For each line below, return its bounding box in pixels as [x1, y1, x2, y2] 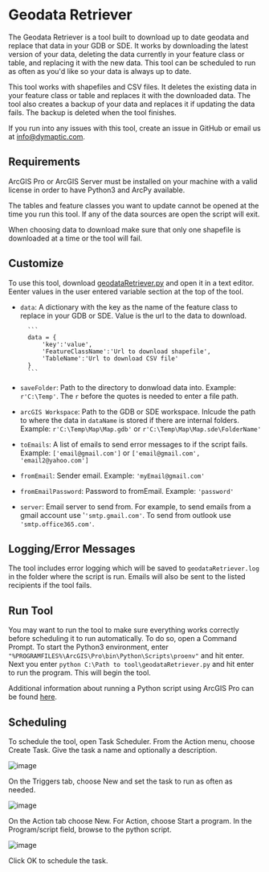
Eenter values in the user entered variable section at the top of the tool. [8, 286, 244, 296]
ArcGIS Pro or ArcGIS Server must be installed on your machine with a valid [8, 176, 258, 186]
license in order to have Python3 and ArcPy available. [8, 185, 185, 195]
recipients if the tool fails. [8, 581, 92, 590]
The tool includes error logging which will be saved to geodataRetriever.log [8, 563, 259, 573]
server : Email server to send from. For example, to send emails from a [19, 501, 251, 512]
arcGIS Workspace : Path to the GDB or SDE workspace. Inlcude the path [19, 406, 255, 416]
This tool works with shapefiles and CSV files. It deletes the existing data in [8, 82, 257, 92]
